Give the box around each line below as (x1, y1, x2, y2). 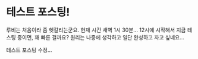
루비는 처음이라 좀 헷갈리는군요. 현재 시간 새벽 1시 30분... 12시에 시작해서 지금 (6, 26, 186, 33)
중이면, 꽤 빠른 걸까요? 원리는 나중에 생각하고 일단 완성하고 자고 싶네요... (17, 33, 184, 41)
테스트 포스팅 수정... (6, 46, 52, 54)
